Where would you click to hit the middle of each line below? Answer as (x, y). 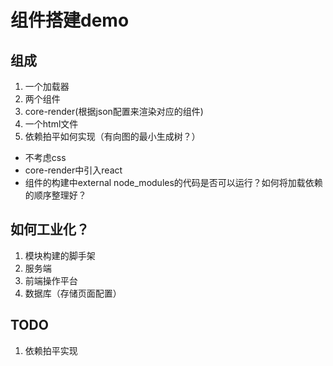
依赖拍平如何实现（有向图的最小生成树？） (112, 136)
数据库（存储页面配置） (73, 293)
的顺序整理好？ (55, 195)
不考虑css (45, 157)
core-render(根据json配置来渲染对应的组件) (114, 111)
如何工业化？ (50, 229)
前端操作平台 (51, 280)
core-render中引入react (73, 170)
